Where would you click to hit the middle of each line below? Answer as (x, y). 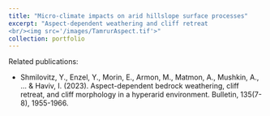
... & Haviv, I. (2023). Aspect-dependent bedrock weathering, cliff (129, 86)
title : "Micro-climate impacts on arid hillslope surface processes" (129, 16)
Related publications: (43, 62)
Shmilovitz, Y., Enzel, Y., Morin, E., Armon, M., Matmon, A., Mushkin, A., (139, 77)
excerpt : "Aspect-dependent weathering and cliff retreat (108, 24)
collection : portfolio (47, 39)
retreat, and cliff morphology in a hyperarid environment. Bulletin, (129, 95)
